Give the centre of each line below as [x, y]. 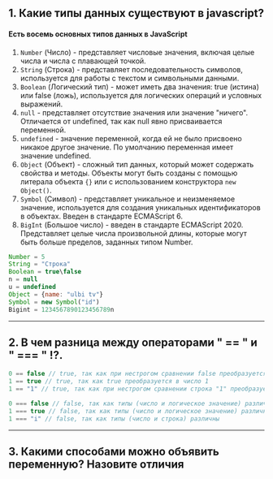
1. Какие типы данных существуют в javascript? [136, 13]
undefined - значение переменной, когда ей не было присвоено [131, 138]
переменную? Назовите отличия [96, 465]
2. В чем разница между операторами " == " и [133, 342]
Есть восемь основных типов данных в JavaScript [98, 34]
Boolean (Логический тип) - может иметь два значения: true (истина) [140, 86]
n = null [23, 279]
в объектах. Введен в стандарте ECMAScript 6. [101, 216]
